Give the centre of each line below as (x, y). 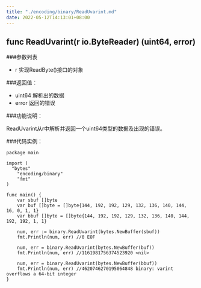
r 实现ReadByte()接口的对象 (49, 70)
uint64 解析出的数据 (39, 95)
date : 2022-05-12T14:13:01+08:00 (48, 17)
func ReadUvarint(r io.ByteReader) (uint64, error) (101, 42)
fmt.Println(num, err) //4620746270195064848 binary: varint (95, 269)
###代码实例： (25, 142)
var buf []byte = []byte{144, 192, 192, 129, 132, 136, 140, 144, (102, 205)
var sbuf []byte (38, 200)
